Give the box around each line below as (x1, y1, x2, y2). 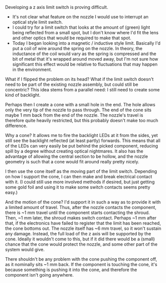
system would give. (5, 247, 45, 252)
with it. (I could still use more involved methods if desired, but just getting (5, 179, 155, 185)
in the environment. (12, 67, 52, 72)
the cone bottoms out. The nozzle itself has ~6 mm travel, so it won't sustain (5, 225, 162, 231)
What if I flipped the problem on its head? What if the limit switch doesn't (5, 76, 154, 82)
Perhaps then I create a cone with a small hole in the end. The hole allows (5, 102, 156, 107)
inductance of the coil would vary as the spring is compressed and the (12, 51, 157, 57)
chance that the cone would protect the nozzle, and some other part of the (5, 241, 158, 247)
